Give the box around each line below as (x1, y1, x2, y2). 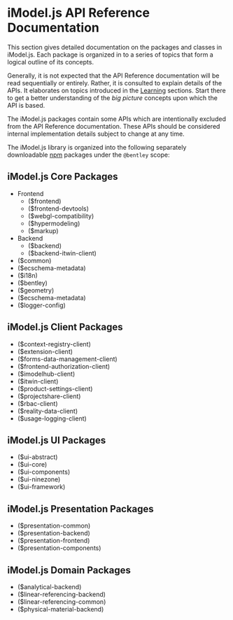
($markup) (27, 226, 59, 235)
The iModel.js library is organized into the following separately (7, 143, 187, 151)
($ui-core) (17, 460, 48, 469)
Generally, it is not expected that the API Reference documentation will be (7, 71, 220, 80)
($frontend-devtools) (27, 204, 90, 213)
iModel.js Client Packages (7, 321, 123, 333)
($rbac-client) (17, 399, 58, 407)
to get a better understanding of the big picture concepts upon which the (7, 93, 218, 102)
